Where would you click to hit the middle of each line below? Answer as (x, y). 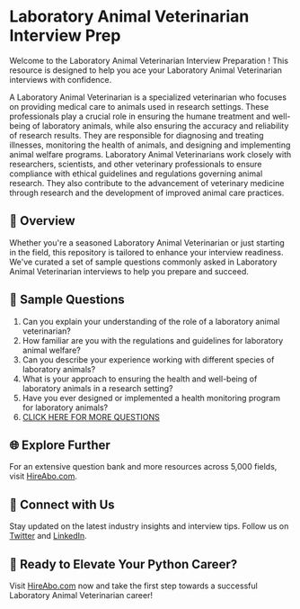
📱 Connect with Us (62, 504)
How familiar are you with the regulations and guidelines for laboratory (153, 340)
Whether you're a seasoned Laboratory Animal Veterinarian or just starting (147, 242)
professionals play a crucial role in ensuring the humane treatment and (140, 116)
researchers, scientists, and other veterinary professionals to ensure (136, 164)
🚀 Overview (42, 221)
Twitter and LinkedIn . (48, 536)
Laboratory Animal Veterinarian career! (81, 595)
